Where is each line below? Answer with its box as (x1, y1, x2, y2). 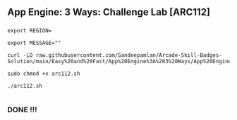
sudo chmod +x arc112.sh (7, 70, 80, 77)
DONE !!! (7, 105, 37, 115)
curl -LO (7, 52, 33, 59)
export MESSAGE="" (7, 39, 61, 47)
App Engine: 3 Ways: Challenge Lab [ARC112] (7, 6, 210, 18)
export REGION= (7, 27, 52, 34)
